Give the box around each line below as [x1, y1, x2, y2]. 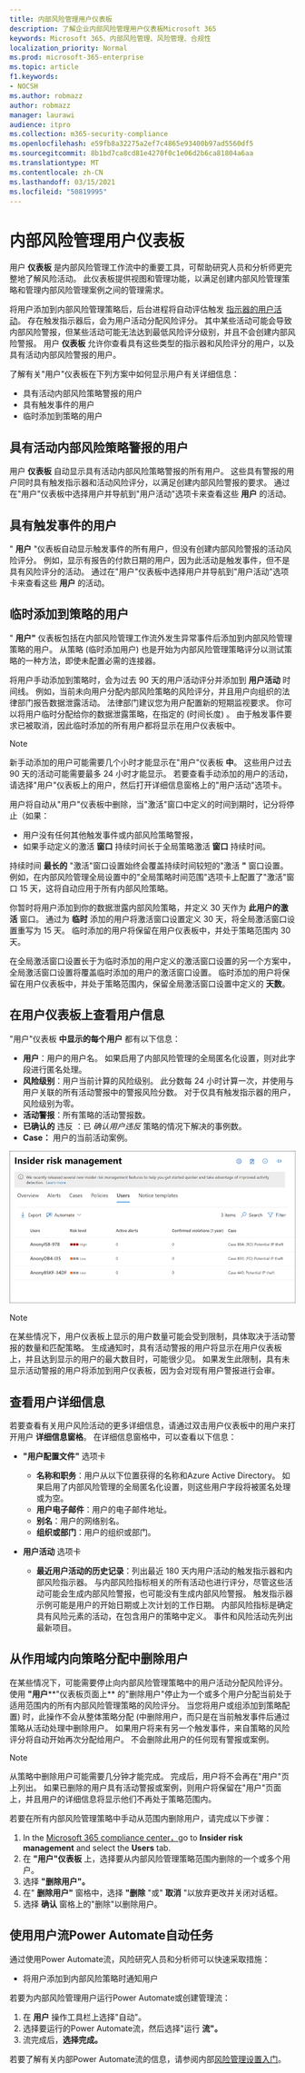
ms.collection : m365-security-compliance [9, 130, 169, 139]
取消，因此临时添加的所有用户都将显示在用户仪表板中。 [33, 719, 241, 730]
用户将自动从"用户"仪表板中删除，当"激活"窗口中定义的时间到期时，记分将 [9, 798, 288, 809]
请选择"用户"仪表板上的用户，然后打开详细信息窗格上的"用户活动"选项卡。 [9, 779, 288, 790]
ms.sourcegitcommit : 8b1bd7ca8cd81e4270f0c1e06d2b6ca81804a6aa [9, 149, 254, 158]
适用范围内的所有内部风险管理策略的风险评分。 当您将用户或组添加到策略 [9, 1700, 282, 1711]
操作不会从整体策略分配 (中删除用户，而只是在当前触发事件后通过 [46, 1711, 290, 1721]
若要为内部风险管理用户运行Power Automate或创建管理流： [9, 1992, 231, 2003]
